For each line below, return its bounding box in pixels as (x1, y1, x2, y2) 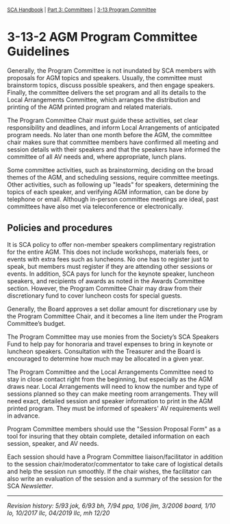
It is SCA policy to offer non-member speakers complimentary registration (7, 240, 216, 248)
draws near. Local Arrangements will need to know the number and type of (7, 382, 218, 390)
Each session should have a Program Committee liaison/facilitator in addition (7, 453, 223, 461)
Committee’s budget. (7, 319, 66, 327)
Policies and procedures (7, 222, 113, 234)
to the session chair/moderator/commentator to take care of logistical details (7, 460, 223, 468)
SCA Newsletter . (7, 481, 53, 490)
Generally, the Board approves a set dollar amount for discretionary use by (7, 305, 218, 313)
